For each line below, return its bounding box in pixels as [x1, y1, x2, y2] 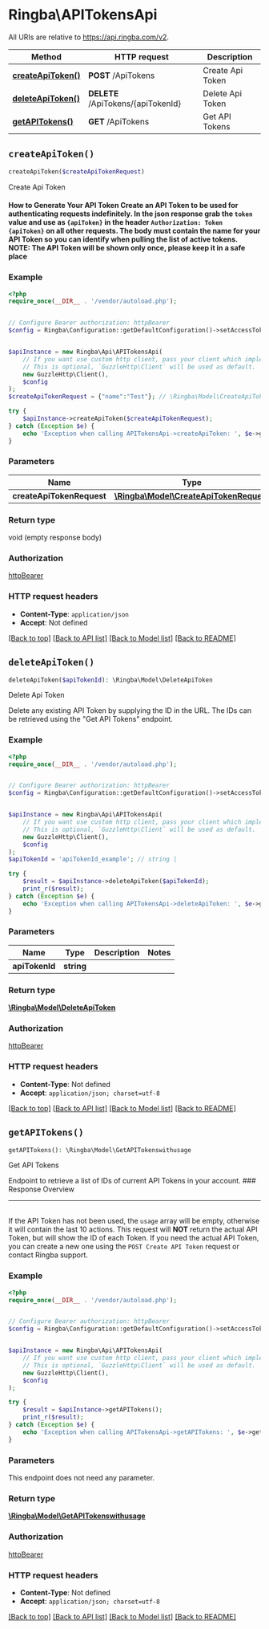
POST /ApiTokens [87, 70, 155, 81]
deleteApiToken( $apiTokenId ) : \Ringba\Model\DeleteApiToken [8, 676, 214, 684]
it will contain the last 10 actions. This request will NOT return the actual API [8, 1224, 258, 1234]
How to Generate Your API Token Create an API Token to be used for [8, 201, 239, 210]
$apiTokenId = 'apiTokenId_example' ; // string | [8, 855, 178, 864]
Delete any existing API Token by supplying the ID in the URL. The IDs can [8, 706, 252, 715]
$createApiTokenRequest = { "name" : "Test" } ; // [8, 393, 167, 401]
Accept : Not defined [19, 617, 88, 627]
